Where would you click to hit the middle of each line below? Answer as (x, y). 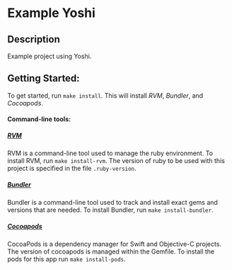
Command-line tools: (39, 119)
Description (34, 39)
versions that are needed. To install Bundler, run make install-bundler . (110, 210)
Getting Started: (43, 78)
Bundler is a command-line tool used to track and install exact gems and (112, 203)
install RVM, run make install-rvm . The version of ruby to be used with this (116, 161)
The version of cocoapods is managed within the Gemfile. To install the (111, 252)
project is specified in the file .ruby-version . (72, 169)
